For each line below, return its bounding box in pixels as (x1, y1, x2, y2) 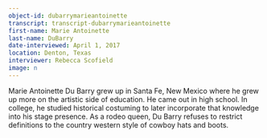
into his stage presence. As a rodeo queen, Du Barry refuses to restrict (8, 112, 243, 121)
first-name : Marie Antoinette (8, 26, 110, 34)
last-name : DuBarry (8, 34, 74, 43)
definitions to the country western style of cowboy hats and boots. (8, 120, 229, 129)
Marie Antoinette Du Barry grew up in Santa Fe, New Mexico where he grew (8, 86, 260, 95)
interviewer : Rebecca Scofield (8, 57, 113, 65)
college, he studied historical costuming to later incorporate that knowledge (8, 103, 260, 112)
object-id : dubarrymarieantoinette (8, 11, 128, 20)
